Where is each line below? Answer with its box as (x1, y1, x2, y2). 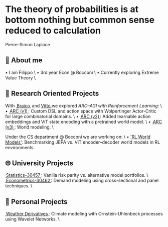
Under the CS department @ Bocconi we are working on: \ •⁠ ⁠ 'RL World (5, 134, 151, 140)
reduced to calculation (5, 25, 101, 36)
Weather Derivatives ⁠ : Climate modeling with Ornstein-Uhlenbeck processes (6, 211, 163, 217)
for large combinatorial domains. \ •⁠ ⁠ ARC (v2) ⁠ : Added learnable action (5, 113, 151, 119)
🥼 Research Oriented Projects (5, 89, 99, 98)
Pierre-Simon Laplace (5, 41, 50, 47)
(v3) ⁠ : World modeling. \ (5, 124, 54, 130)
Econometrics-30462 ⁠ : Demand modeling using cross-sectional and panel (6, 177, 159, 184)
